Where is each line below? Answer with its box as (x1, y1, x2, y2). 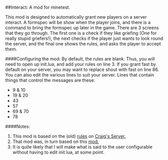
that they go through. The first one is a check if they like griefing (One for (5, 30, 157, 36)
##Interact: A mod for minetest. (5, 5, 70, 10)
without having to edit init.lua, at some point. (12, 149, 105, 155)
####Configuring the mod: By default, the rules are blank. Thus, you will (5, 56, 155, 62)
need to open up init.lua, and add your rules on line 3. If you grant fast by (5, 61, 156, 67)
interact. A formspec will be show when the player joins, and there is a (5, 20, 151, 25)
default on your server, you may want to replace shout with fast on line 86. (5, 66, 159, 72)
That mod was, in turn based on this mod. (12, 138, 99, 144)
